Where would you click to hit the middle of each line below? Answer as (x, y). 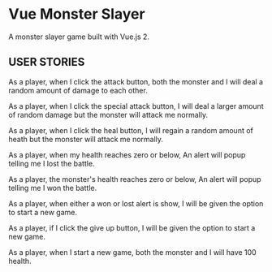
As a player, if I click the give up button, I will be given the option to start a (132, 227)
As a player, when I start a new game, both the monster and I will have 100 (133, 252)
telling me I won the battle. (53, 188)
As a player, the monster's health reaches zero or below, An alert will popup (135, 179)
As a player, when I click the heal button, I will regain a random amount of (131, 130)
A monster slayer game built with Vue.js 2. (79, 37)
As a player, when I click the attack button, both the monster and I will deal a (136, 81)
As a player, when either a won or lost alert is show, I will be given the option (136, 203)
